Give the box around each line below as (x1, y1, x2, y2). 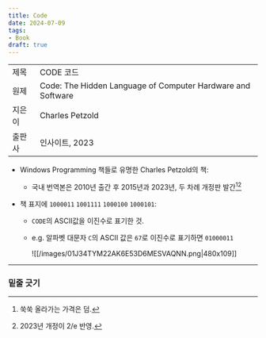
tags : (8, 26, 26, 34)
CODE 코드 (39, 67, 79, 78)
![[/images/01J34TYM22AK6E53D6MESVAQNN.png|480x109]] (31, 248, 237, 258)
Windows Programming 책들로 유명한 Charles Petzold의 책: (19, 165, 209, 175)
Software (39, 90, 74, 102)
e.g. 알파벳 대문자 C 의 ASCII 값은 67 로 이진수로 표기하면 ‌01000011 (31, 232, 234, 242)
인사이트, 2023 (39, 137, 94, 148)
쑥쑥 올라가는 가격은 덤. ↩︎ (19, 305, 101, 314)
